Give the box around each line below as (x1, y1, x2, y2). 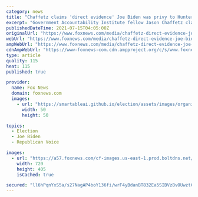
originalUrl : (6, 31, 38, 36)
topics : (6, 123, 25, 129)
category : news (6, 8, 44, 15)
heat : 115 (6, 63, 31, 69)
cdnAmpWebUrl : (6, 47, 41, 53)
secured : (6, 182, 28, 188)
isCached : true (16, 172, 54, 178)
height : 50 (21, 112, 49, 118)
